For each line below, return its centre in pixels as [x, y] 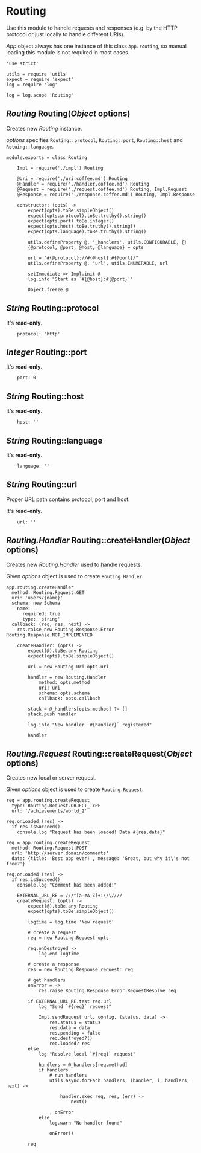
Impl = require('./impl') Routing [60, 168]
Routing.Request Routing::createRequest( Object [99, 754]
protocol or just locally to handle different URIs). [66, 34]
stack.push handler [52, 714]
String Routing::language [54, 440]
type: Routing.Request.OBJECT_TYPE [56, 806]
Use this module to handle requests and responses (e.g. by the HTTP [92, 28]
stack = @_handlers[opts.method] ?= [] [78, 709]
